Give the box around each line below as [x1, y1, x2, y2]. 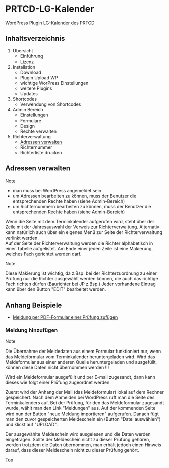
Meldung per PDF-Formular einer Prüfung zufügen [12, 314, 118, 320]
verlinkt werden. [5, 235, 39, 241]
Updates [20, 90, 38, 96]
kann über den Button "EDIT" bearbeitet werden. [5, 286, 106, 292]
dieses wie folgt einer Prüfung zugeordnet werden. [5, 379, 111, 385]
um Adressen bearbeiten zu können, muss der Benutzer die [12, 193, 137, 199]
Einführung [20, 53, 43, 59]
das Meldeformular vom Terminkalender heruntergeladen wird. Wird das [5, 354, 155, 360]
